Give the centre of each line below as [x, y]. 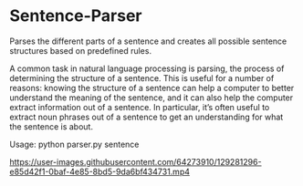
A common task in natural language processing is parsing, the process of [147, 68]
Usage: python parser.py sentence [74, 144]
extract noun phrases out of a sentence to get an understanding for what [146, 117]
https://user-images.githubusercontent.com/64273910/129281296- [136, 161]
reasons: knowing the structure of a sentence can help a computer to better [152, 88]
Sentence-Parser [76, 16]
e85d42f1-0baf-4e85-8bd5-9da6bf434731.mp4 [99, 171]
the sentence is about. [52, 126]
